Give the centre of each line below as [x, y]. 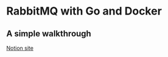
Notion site [20, 48]
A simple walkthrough [49, 34]
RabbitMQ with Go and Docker [84, 11]
